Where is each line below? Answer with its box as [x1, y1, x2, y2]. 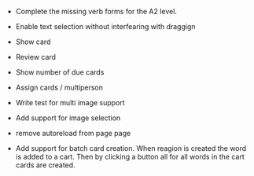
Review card [15, 53, 57, 61]
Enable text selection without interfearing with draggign [15, 22, 196, 31]
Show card [15, 37, 51, 46]
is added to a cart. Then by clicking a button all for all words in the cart [15, 152, 245, 161]
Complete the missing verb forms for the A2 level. [15, 7, 177, 16]
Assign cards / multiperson [15, 82, 104, 92]
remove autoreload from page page [15, 129, 131, 137]
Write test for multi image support [15, 98, 125, 107]
